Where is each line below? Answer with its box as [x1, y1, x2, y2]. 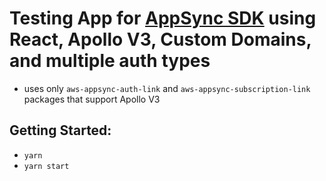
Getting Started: [9, 122, 112, 139]
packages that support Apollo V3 [23, 93, 161, 105]
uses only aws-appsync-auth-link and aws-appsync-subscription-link [23, 82, 311, 94]
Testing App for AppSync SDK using [9, 7, 317, 30]
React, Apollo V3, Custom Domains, [9, 28, 312, 51]
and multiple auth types [9, 50, 211, 72]
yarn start [23, 161, 70, 171]
